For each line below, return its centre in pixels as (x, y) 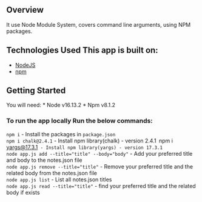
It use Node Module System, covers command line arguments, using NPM (99, 24)
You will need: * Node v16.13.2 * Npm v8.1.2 (61, 105)
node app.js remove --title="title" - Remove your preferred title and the (99, 166)
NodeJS (25, 65)
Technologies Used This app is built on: (82, 50)
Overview (25, 10)
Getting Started (36, 91)
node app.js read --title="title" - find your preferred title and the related (101, 186)
